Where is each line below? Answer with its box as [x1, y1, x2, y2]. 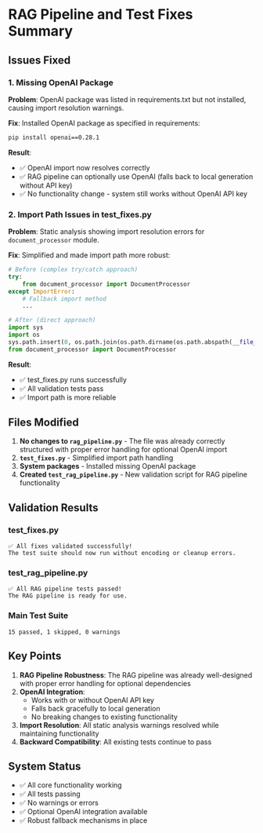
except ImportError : [8, 287, 76, 295]
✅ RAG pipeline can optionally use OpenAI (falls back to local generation [19, 171, 254, 181]
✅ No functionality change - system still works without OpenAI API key [19, 188, 248, 198]
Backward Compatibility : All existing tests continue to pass [19, 736, 212, 747]
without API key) [19, 181, 73, 190]
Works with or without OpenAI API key [31, 695, 155, 704]
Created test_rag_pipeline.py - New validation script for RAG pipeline [19, 469, 248, 480]
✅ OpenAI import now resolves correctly [19, 163, 150, 172]
